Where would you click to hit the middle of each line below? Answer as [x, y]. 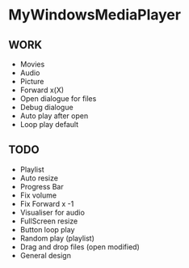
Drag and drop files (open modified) [80, 247]
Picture [32, 81]
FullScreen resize [49, 221]
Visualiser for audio [52, 212]
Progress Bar [42, 186]
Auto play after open [54, 116]
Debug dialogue [47, 107]
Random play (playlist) [57, 238]
